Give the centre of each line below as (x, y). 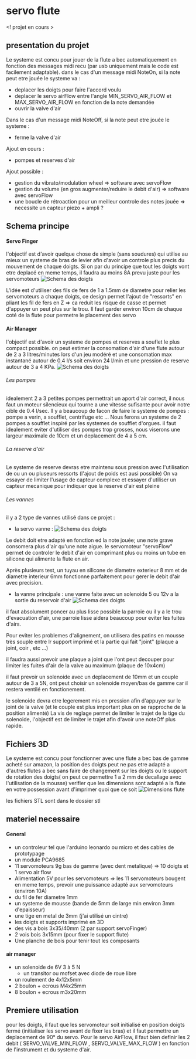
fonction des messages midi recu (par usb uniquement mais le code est (92, 66)
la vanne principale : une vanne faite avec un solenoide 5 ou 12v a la (97, 594)
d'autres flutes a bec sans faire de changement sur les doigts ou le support (97, 771)
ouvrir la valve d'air (38, 108)
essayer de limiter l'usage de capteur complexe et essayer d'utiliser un (91, 480)
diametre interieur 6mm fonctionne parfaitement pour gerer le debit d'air (93, 576)
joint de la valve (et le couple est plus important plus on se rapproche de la (96, 707)
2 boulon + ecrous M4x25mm (50, 986)
